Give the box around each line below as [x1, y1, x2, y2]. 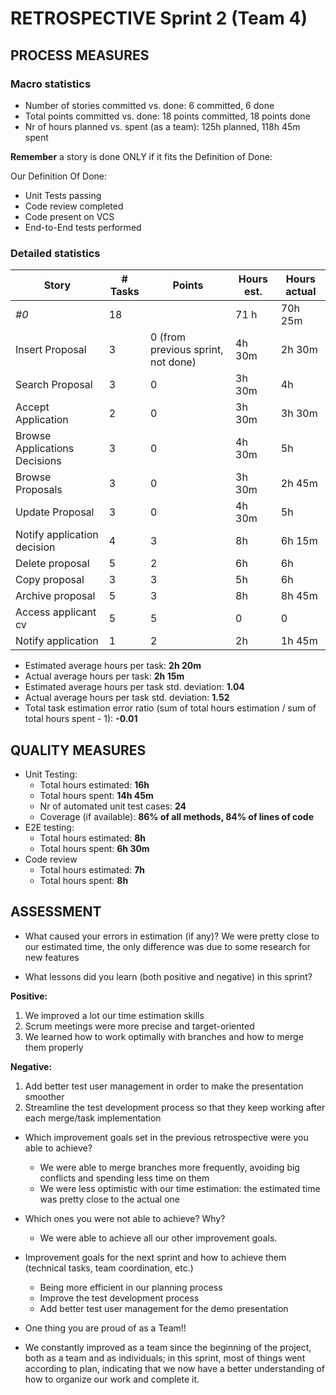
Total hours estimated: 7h [39, 863, 145, 876]
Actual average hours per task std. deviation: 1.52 [24, 692, 230, 704]
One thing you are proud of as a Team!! [24, 1322, 187, 1334]
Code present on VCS [24, 210, 115, 222]
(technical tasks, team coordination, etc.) [24, 1262, 194, 1274]
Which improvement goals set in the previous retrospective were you [24, 1131, 309, 1143]
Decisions [15, 454, 62, 468]
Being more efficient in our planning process [39, 1281, 223, 1293]
